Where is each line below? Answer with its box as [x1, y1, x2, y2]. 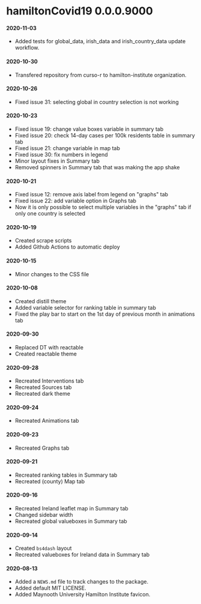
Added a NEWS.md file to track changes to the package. [14, 578, 149, 585]
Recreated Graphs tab [14, 444, 70, 451]
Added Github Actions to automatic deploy [14, 243, 120, 250]
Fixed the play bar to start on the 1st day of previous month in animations [14, 310, 195, 318]
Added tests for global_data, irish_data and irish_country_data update [14, 38, 186, 45]
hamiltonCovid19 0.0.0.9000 [6, 4, 153, 18]
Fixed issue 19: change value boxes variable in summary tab [14, 125, 164, 133]
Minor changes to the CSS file [14, 270, 89, 277]
